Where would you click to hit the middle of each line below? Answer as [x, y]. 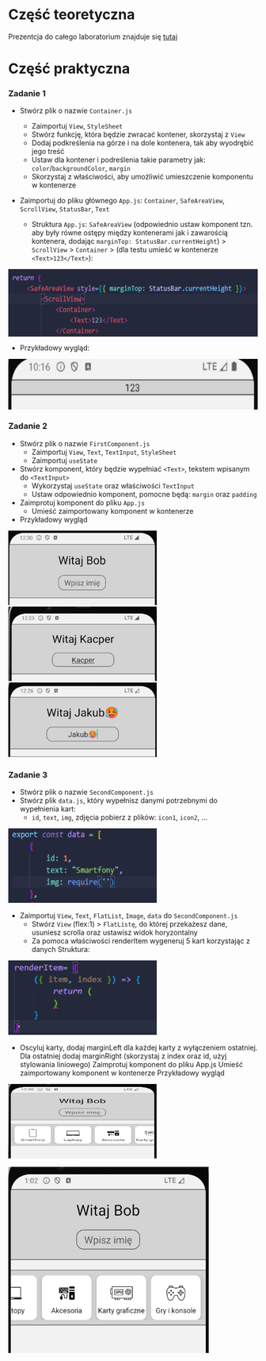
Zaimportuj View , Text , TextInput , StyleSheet [104, 452]
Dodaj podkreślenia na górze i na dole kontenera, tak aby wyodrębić [142, 143]
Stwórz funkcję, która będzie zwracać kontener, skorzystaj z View [138, 135]
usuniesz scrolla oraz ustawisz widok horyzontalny [114, 933]
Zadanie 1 [27, 94]
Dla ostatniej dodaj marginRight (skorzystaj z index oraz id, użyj [123, 1056]
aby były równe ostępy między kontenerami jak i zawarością [129, 233]
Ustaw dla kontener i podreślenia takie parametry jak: [118, 160]
